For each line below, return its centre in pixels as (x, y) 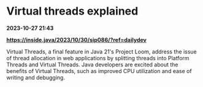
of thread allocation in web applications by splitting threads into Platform (98, 58)
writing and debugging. (36, 77)
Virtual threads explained (72, 11)
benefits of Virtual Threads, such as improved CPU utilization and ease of (99, 71)
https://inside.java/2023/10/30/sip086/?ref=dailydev (77, 40)
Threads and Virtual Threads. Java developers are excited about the (92, 64)
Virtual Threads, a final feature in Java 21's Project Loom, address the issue (102, 51)
